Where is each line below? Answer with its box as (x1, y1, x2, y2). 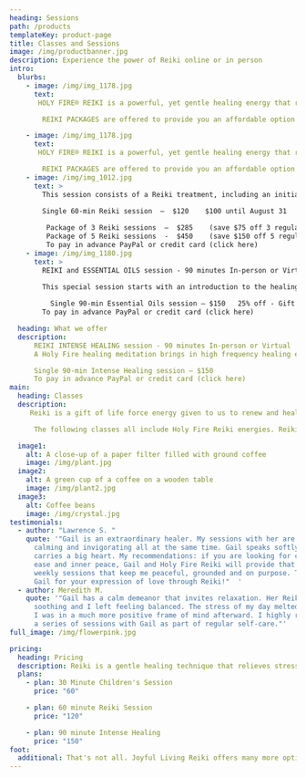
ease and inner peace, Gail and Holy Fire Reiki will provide (33, 560, 275, 569)
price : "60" (33, 687, 79, 696)
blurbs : (17, 73, 47, 82)
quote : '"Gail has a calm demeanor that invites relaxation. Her (25, 594, 280, 603)
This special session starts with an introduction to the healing (42, 283, 300, 292)
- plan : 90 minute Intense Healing (25, 728, 161, 737)
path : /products (9, 22, 71, 31)
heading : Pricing (17, 653, 84, 662)
